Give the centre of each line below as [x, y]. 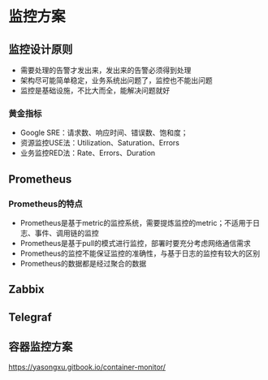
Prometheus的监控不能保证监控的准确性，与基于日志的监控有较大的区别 [140, 253]
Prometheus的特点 [45, 204]
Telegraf [30, 317]
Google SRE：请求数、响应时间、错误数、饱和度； [104, 133]
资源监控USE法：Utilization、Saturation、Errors [100, 143]
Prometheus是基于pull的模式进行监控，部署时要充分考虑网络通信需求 [135, 243]
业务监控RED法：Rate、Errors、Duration [88, 153]
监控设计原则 [41, 49]
